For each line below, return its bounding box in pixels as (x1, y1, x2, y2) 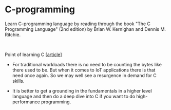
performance (12, 99, 41, 105)
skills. (12, 78, 25, 84)
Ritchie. (5, 31, 21, 38)
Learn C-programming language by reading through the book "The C (5, 21, 151, 27)
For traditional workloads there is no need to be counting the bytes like (12, 61, 162, 67)
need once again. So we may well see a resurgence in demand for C (12, 72, 157, 78)
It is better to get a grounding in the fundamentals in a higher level (12, 87, 152, 94)
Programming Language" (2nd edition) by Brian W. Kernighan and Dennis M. (5, 26, 166, 32)
